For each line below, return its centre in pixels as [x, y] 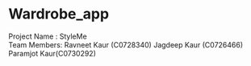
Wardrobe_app [59, 14]
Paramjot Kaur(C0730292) [52, 53]
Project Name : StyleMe [48, 36]
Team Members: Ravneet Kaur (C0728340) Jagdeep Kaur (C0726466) [126, 44]
